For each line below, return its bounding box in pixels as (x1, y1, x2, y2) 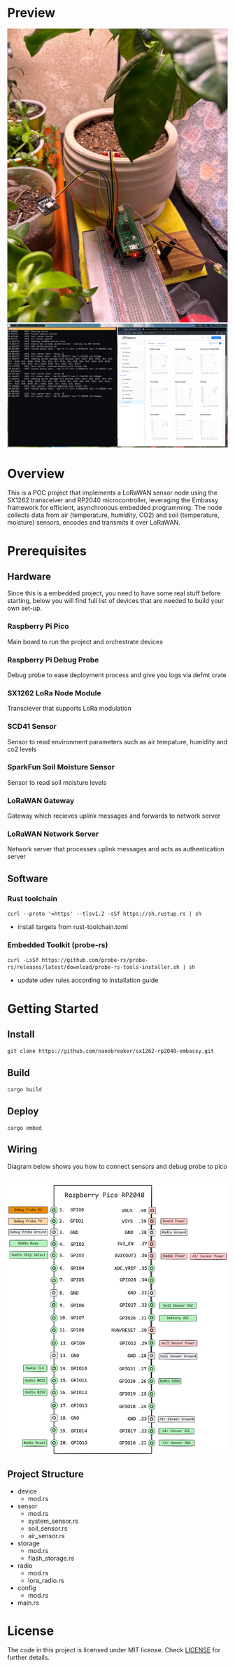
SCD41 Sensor (7, 722, 57, 732)
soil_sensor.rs (27, 1524, 68, 1533)
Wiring (7, 1144, 38, 1156)
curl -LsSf (7, 957, 39, 964)
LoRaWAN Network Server (7, 829, 99, 839)
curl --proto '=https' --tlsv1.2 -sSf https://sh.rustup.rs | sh (7, 911, 201, 918)
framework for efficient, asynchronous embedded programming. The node (7, 504, 222, 512)
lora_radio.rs (27, 1576, 64, 1584)
